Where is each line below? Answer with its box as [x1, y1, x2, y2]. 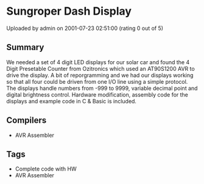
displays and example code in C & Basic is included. [6, 97, 137, 105]
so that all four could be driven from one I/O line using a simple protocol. [6, 78, 188, 85]
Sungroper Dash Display [6, 4, 132, 18]
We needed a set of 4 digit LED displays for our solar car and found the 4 [6, 58, 190, 65]
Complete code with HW [15, 165, 77, 172]
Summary [6, 42, 44, 53]
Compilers [6, 115, 47, 126]
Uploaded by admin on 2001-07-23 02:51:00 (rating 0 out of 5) [6, 24, 163, 32]
